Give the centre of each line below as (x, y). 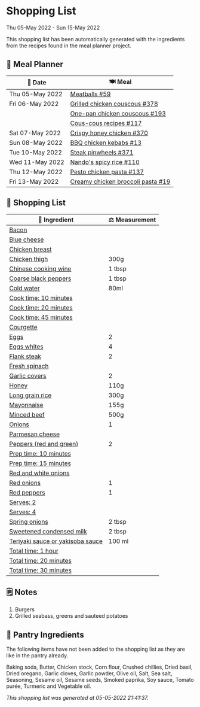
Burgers (24, 609)
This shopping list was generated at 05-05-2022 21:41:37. (77, 698)
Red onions (25, 483)
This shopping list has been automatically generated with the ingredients (96, 39)
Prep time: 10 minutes (40, 453)
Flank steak (25, 356)
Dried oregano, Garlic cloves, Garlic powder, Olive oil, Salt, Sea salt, (89, 673)
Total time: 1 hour (34, 551)
